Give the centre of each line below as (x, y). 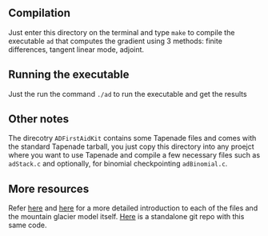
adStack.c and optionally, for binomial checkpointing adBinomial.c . (118, 164)
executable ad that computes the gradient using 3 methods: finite (115, 41)
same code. (28, 225)
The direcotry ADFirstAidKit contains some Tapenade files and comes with (132, 138)
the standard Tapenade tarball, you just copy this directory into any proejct (131, 146)
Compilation (39, 13)
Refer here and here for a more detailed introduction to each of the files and (133, 208)
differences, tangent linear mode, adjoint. (76, 49)
